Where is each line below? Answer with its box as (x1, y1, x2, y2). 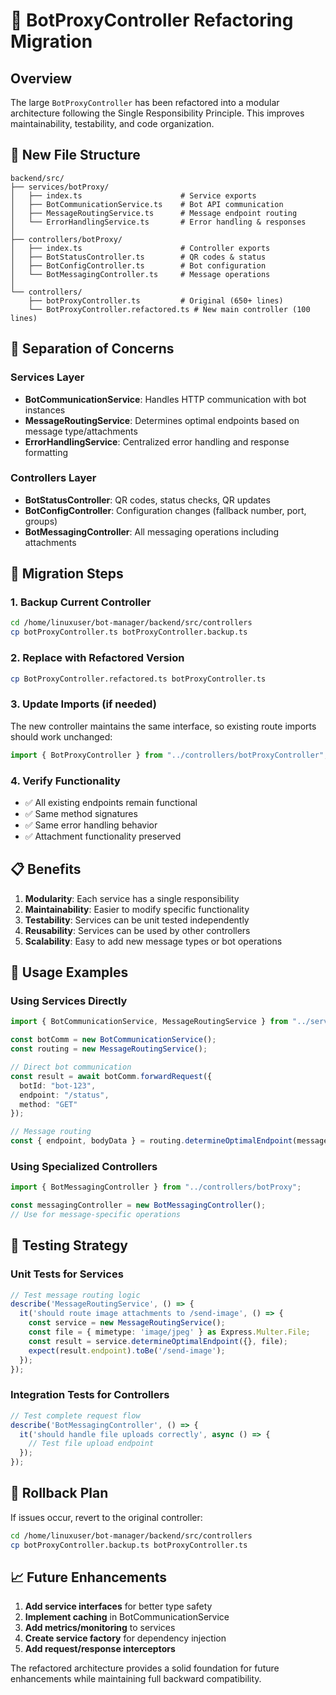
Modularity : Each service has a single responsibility (24, 892, 240, 904)
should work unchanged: (10, 730, 113, 743)
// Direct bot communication (10, 1062, 132, 1072)
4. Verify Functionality (10, 774, 121, 788)
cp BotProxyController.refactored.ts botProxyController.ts (10, 674, 267, 684)
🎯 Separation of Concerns (10, 340, 175, 358)
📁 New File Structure (10, 147, 141, 164)
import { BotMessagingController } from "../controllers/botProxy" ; (10, 1182, 302, 1193)
